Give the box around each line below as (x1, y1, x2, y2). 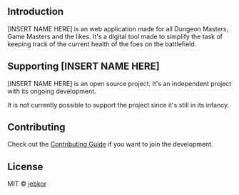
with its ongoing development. (7, 87, 96, 95)
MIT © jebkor (7, 179, 47, 188)
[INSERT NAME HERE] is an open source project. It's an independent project (7, 79, 232, 88)
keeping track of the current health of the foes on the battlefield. (7, 39, 197, 48)
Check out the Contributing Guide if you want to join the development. (7, 140, 213, 149)
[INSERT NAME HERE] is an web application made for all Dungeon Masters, (7, 24, 229, 33)
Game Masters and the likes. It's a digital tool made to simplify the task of (7, 32, 223, 41)
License (7, 160, 44, 173)
